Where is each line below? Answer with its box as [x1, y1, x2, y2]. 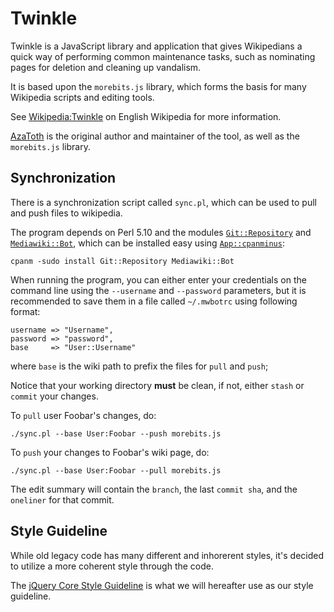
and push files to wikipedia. [10, 207, 123, 219]
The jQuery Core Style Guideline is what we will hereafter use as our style [10, 579, 314, 591]
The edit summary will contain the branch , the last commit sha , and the [10, 483, 298, 495]
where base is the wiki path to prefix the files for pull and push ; [10, 360, 269, 372]
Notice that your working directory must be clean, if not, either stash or [10, 379, 305, 391]
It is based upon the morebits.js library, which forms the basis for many [10, 80, 307, 92]
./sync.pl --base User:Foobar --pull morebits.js [10, 465, 222, 476]
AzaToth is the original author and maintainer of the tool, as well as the [10, 130, 300, 142]
